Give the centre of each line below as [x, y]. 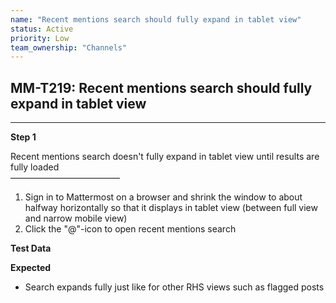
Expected [31, 268]
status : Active [42, 29]
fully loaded [35, 167]
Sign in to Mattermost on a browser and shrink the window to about [163, 197]
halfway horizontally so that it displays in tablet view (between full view [171, 208]
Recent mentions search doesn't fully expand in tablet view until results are [165, 157]
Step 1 [23, 137]
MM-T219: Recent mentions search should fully [161, 87]
